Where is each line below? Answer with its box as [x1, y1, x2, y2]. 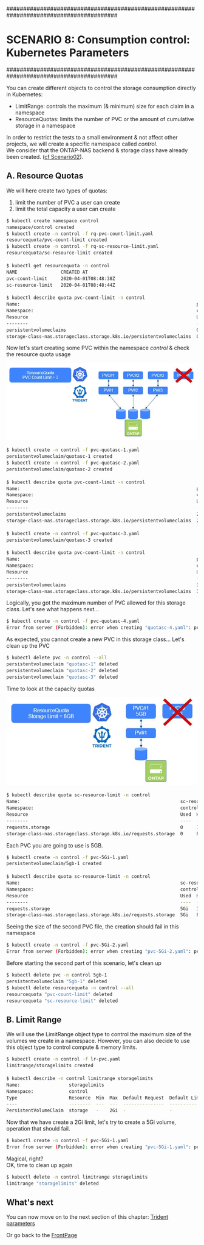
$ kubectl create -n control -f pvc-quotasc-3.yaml [6, 530, 140, 536]
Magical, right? [6, 1155, 44, 1162]
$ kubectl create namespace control [6, 217, 99, 224]
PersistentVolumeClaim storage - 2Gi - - [6, 1107, 172, 1113]
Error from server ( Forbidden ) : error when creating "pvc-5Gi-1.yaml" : [6, 1144, 191, 1150]
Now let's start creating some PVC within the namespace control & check [6, 344, 190, 352]
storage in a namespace [15, 122, 76, 129]
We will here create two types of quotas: [6, 187, 107, 194]
